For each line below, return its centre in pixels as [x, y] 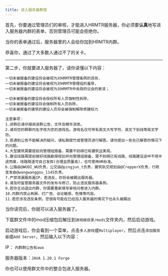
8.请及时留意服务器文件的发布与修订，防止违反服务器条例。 [58, 183]
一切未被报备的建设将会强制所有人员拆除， [42, 104]
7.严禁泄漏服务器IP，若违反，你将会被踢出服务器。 [51, 178]
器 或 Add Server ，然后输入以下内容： [42, 236]
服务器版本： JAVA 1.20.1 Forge [37, 258]
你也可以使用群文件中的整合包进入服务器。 [49, 268]
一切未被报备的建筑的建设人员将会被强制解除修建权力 [52, 109]
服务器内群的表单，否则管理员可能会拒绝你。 [55, 31]
